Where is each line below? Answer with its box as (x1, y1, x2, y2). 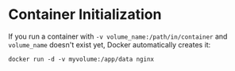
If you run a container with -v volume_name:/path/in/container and (8, 32, 228, 41)
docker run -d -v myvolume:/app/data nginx (8, 55, 155, 63)
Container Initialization (8, 6, 162, 24)
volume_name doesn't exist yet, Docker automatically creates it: (8, 39, 211, 49)
